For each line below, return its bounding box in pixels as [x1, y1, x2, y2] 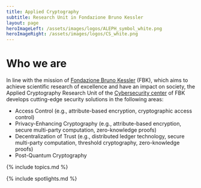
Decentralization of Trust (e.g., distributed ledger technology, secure [14, 133, 185, 140]
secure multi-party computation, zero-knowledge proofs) [14, 126, 157, 134]
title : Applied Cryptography [6, 8, 79, 15]
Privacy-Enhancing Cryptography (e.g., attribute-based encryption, [14, 120, 182, 128]
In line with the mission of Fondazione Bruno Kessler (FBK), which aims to [6, 77, 188, 84]
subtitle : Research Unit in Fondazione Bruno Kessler [6, 14, 144, 20]
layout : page [6, 20, 39, 26]
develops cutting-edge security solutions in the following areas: [6, 96, 164, 103]
